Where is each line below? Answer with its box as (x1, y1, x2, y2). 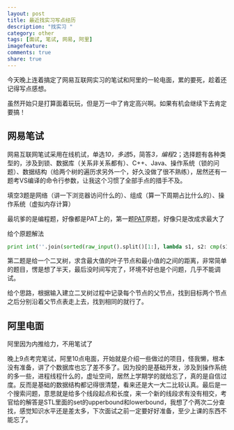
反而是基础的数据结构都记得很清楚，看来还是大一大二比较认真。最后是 (19, 381, 221, 389)
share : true (7, 56, 42, 63)
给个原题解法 (7, 229, 44, 238)
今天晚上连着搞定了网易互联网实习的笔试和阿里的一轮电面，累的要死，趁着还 (7, 75, 227, 84)
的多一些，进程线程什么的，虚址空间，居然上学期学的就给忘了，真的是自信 (7, 372, 221, 381)
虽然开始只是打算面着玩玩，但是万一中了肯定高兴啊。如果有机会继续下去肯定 (7, 99, 227, 107)
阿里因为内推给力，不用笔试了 (7, 339, 93, 348)
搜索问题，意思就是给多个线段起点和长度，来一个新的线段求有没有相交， (13, 390, 221, 398)
